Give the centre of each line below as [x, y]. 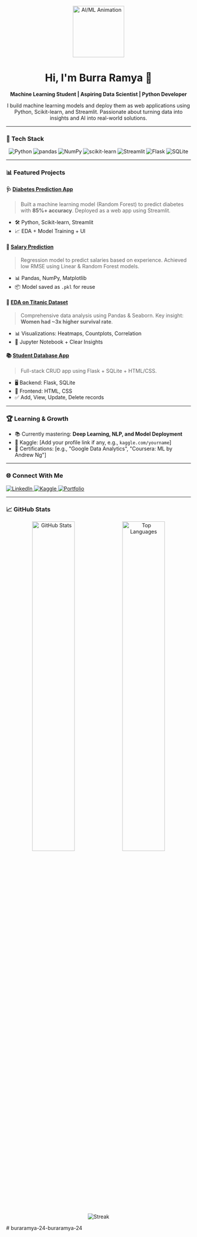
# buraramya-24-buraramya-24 [44, 1228]
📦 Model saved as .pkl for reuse [55, 287]
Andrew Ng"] [30, 455]
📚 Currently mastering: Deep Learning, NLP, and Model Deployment [98, 434]
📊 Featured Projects [36, 173]
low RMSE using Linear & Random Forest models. [80, 266]
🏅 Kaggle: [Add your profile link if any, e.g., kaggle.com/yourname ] [93, 443]
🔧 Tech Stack [25, 139]
